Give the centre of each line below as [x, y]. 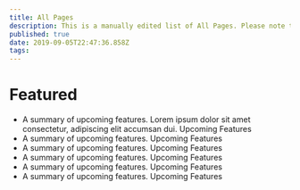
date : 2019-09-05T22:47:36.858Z [69, 42]
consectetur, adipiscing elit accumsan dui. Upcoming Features [137, 129]
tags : [19, 51]
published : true [39, 34]
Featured [43, 95]
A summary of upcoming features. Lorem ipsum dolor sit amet [136, 120]
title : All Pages [42, 17]
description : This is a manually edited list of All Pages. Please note [147, 26]
